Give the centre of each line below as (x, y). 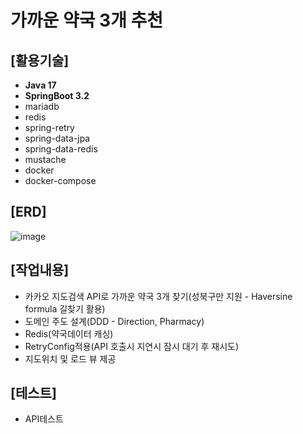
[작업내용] (40, 270)
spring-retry (49, 127)
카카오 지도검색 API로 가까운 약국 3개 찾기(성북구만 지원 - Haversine (158, 296)
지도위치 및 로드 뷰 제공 (70, 358)
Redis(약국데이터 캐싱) (69, 333)
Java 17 (40, 85)
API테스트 (44, 419)
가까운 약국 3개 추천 (87, 20)
